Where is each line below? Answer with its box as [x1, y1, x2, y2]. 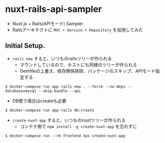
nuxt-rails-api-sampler [5, 3, 102, 15]
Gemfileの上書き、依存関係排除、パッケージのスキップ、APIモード [19, 68, 156, 74]
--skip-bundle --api [38, 88, 81, 93]
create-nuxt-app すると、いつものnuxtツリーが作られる [12, 117, 126, 123]
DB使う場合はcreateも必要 [12, 98, 67, 104]
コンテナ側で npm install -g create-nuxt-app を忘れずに [19, 123, 138, 129]
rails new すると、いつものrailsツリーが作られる [12, 55, 112, 61]
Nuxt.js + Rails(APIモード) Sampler [12, 20, 83, 26]
